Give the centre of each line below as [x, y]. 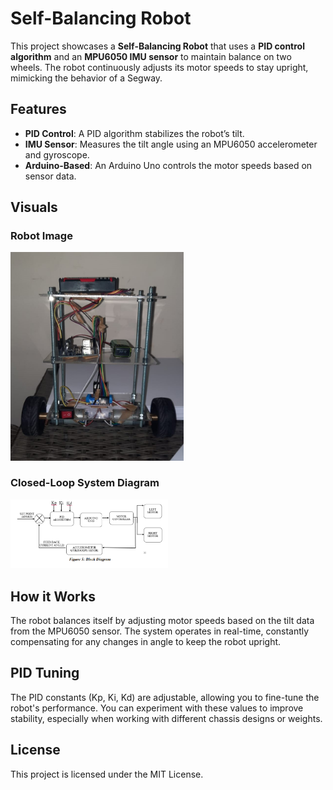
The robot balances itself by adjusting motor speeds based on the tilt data [162, 620]
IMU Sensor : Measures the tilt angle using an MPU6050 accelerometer [171, 144]
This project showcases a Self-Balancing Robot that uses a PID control [157, 46]
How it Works [53, 596]
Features [38, 109]
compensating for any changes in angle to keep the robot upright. [146, 641]
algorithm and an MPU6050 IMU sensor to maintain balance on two [151, 56]
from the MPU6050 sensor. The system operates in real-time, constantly [160, 631]
